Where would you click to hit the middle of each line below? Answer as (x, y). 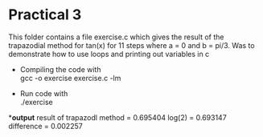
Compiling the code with (60, 69)
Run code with (44, 93)
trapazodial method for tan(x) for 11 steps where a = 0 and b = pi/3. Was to (131, 45)
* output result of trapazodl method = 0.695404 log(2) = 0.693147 (117, 117)
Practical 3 (45, 15)
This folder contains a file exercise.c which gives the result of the (116, 37)
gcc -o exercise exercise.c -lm (70, 78)
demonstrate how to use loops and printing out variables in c (109, 54)
